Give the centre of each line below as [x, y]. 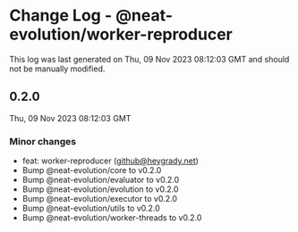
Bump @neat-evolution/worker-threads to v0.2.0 [112, 218]
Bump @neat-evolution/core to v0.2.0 [92, 170]
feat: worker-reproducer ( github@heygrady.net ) [111, 161]
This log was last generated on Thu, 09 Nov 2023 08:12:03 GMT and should [149, 59]
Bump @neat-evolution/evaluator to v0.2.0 [101, 180]
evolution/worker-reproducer [121, 34]
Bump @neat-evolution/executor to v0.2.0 [99, 199]
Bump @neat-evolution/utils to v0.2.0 [91, 208]
